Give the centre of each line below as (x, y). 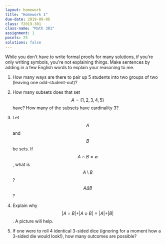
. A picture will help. (33, 221)
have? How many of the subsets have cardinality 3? (65, 108)
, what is (21, 164)
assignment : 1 (20, 33)
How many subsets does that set (46, 92)
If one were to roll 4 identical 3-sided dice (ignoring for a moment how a (86, 230)
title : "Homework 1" (27, 15)
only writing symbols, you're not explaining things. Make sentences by (77, 62)
